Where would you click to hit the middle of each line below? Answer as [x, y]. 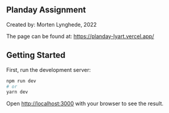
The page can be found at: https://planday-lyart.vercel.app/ [80, 36]
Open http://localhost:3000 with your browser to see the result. [85, 104]
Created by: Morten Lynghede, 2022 [52, 24]
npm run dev [21, 81]
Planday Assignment [46, 10]
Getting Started [36, 55]
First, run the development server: [49, 69]
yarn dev [17, 92]
